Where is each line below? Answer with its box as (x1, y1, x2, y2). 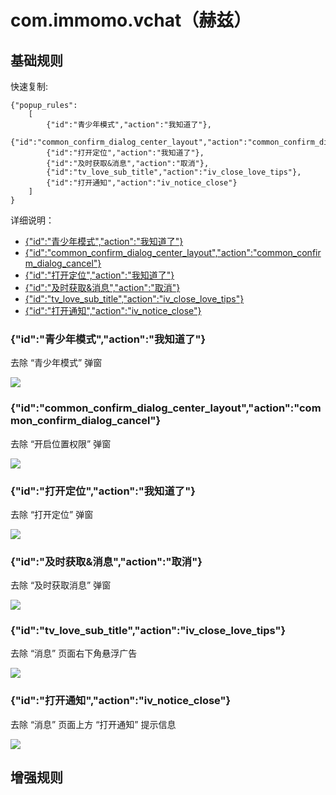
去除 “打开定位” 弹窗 (10, 508, 94, 520)
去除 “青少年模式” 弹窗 (10, 357, 103, 369)
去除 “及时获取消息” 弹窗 (10, 579, 112, 591)
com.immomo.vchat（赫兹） (10, 9, 252, 32)
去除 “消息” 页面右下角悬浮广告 (10, 647, 138, 660)
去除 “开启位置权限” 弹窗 (10, 437, 112, 450)
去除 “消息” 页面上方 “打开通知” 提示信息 (10, 718, 177, 730)
